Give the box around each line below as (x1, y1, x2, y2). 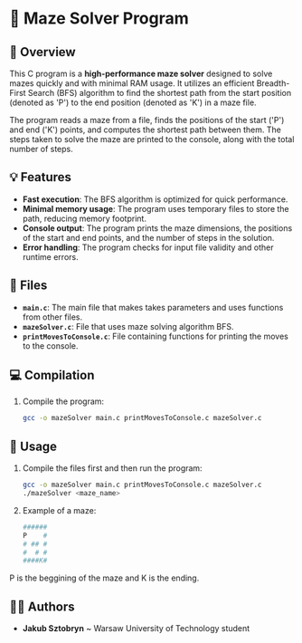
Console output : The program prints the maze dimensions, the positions (22, 222, 293, 234)
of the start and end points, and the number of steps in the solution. (22, 232, 275, 243)
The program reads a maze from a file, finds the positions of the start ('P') (9, 115, 285, 125)
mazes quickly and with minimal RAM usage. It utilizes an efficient (9, 78, 255, 89)
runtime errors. (22, 251, 79, 262)
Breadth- (256, 78, 290, 89)
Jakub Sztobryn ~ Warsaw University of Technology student (22, 623, 250, 634)
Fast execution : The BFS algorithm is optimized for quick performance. (22, 194, 288, 205)
